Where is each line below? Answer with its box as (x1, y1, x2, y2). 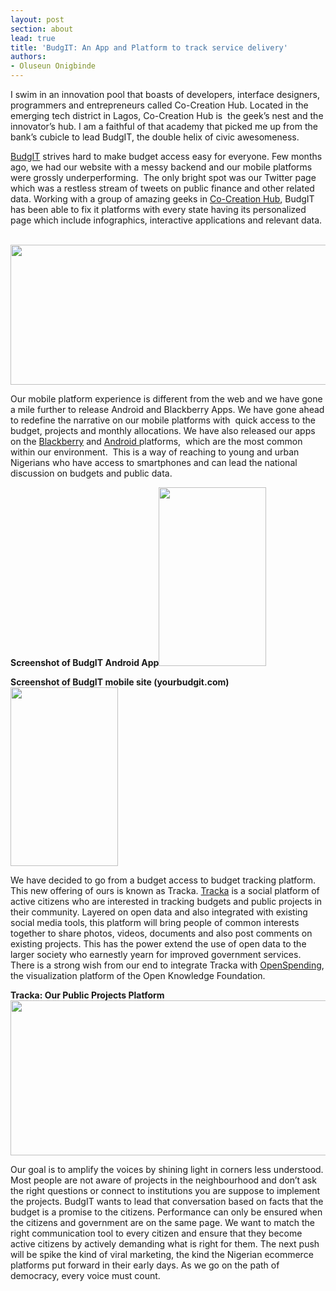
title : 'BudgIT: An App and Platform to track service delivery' (10, 42, 288, 53)
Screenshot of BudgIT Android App (10, 657, 160, 668)
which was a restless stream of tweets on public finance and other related (10, 182, 315, 194)
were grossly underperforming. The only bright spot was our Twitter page (10, 172, 317, 183)
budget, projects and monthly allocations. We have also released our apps (10, 425, 316, 436)
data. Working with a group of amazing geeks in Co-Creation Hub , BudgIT (10, 193, 315, 205)
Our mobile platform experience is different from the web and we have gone (10, 393, 323, 405)
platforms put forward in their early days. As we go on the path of (10, 1259, 280, 1271)
